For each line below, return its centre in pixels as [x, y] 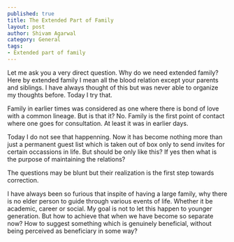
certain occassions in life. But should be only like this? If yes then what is [112, 152]
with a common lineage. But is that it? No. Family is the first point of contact [116, 115]
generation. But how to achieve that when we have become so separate [110, 216]
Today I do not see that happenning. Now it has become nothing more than [115, 136]
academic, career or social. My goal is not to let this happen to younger [110, 208]
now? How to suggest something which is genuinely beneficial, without [109, 223]
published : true [31, 14]
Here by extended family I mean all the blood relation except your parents [113, 80]
